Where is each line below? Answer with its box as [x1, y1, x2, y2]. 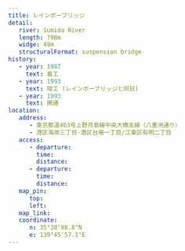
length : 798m [18, 33, 61, 42]
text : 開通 [25, 99, 59, 107]
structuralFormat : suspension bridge [18, 48, 143, 56]
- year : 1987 [18, 63, 61, 71]
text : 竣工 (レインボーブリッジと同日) [25, 84, 139, 93]
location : [8, 107, 41, 115]
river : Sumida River [18, 26, 86, 34]
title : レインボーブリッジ [8, 11, 85, 20]
